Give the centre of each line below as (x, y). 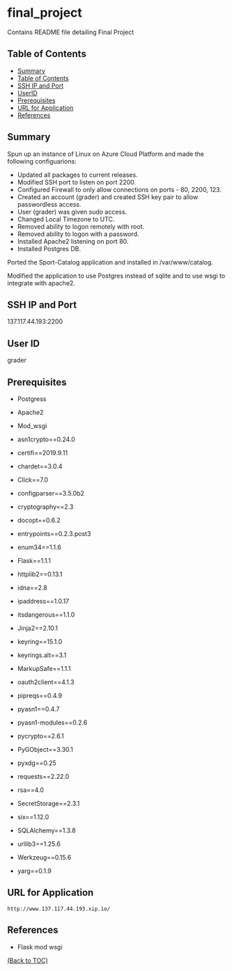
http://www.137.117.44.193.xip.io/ (59, 909)
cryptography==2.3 (45, 507)
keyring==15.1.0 (40, 641)
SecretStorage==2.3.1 (48, 803)
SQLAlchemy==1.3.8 (46, 830)
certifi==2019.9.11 (42, 453)
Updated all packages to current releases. (77, 175)
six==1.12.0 (33, 817)
